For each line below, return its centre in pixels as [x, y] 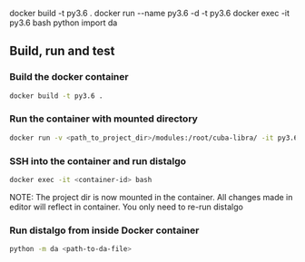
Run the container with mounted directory [103, 119]
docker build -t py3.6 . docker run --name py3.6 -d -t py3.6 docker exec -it [150, 13]
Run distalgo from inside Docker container [104, 230]
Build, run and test [62, 51]
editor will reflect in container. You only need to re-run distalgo [126, 207]
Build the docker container [69, 77]
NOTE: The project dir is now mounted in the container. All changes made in [151, 197]
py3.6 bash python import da [64, 23]
